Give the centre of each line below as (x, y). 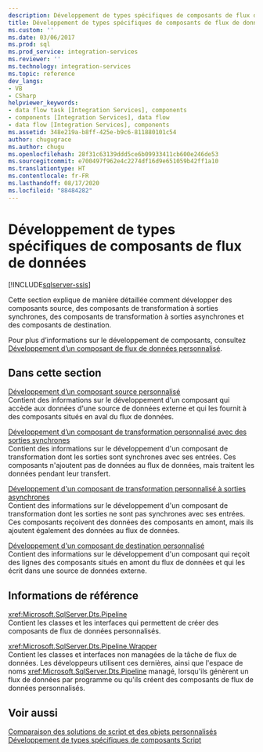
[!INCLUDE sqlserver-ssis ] (50, 284)
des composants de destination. (60, 325)
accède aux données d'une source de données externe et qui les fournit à (127, 408)
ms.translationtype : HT (47, 169)
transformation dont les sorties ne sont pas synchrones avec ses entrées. (126, 514)
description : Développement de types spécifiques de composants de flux (129, 15)
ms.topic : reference (42, 74)
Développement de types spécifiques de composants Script (105, 740)
